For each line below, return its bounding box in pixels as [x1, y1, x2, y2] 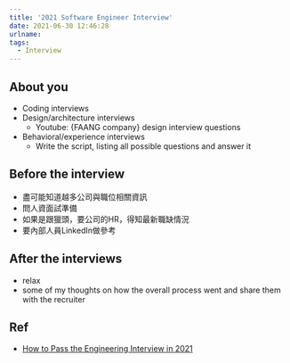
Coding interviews [21, 103, 89, 113]
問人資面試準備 [21, 202, 77, 213]
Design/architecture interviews [21, 112, 135, 123]
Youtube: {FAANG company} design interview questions [35, 121, 241, 132]
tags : [9, 37, 29, 47]
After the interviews [9, 252, 123, 267]
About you [9, 79, 68, 95]
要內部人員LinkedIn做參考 [21, 225, 117, 235]
